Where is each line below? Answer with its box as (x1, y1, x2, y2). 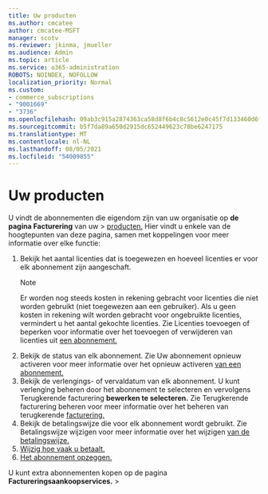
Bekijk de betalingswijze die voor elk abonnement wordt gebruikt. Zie (19, 419, 247, 429)
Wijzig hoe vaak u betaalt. (19, 444, 105, 454)
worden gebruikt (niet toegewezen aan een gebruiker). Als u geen (19, 302, 237, 312)
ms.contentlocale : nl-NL (8, 137, 91, 146)
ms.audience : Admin (8, 49, 73, 57)
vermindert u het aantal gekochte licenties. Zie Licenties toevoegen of (19, 319, 250, 328)
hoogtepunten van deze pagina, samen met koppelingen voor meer (8, 230, 230, 240)
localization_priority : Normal (8, 78, 112, 86)
